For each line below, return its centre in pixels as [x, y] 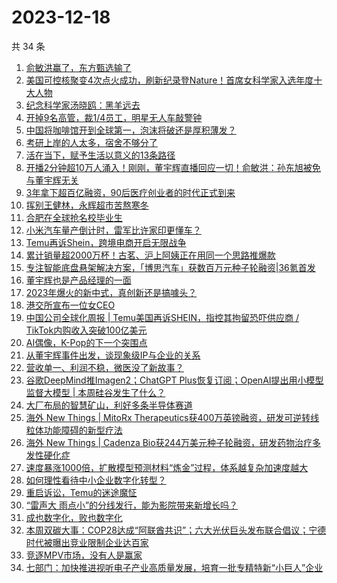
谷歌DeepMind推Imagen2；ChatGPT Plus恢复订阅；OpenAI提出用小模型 [174, 380]
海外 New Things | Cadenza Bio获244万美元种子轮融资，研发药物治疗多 [173, 442]
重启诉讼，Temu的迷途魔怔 [81, 492]
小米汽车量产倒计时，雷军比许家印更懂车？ [113, 230]
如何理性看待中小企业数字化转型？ [96, 480]
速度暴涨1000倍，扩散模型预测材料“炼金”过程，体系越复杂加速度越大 [167, 467]
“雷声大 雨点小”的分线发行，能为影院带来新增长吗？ [132, 505]
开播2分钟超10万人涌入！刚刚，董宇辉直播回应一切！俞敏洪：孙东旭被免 [173, 167]
